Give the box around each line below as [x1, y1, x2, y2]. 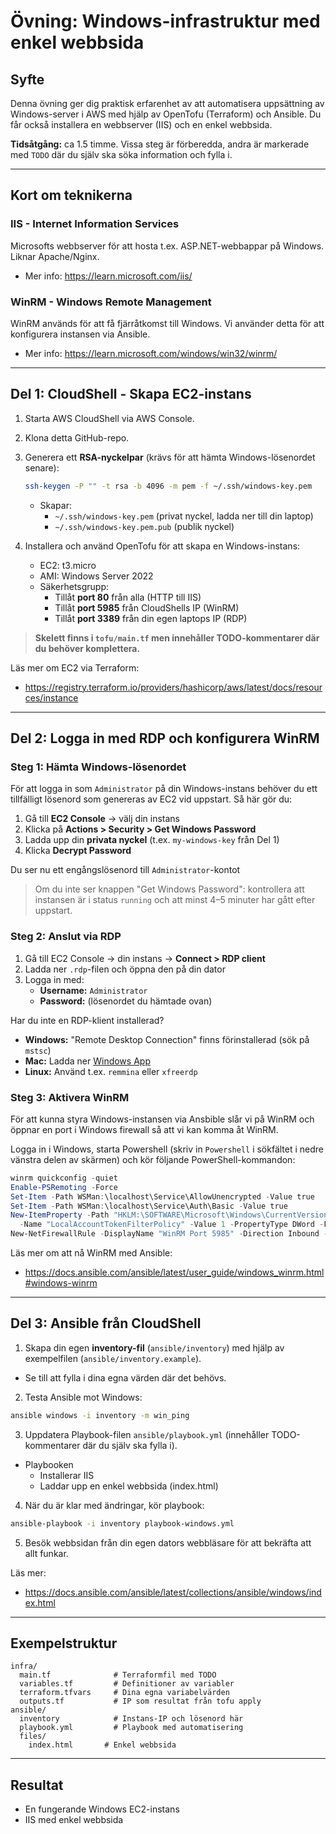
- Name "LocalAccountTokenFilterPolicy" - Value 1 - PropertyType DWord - [19, 1220, 325, 1230]
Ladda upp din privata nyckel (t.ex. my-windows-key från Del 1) [24, 834, 280, 846]
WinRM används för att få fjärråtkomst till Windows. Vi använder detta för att [10, 317, 325, 329]
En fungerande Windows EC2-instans [24, 1803, 180, 1815]
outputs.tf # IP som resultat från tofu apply [19, 1696, 262, 1707]
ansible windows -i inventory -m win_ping [10, 1410, 190, 1420]
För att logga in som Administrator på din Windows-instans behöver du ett [10, 783, 318, 795]
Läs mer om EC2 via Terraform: [10, 661, 140, 674]
